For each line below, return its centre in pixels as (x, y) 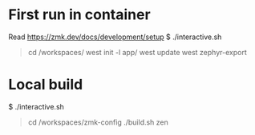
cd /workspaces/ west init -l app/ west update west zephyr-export (137, 52)
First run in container (79, 15)
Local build (46, 85)
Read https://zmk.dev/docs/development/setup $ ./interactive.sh (115, 37)
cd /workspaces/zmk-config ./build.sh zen (98, 122)
